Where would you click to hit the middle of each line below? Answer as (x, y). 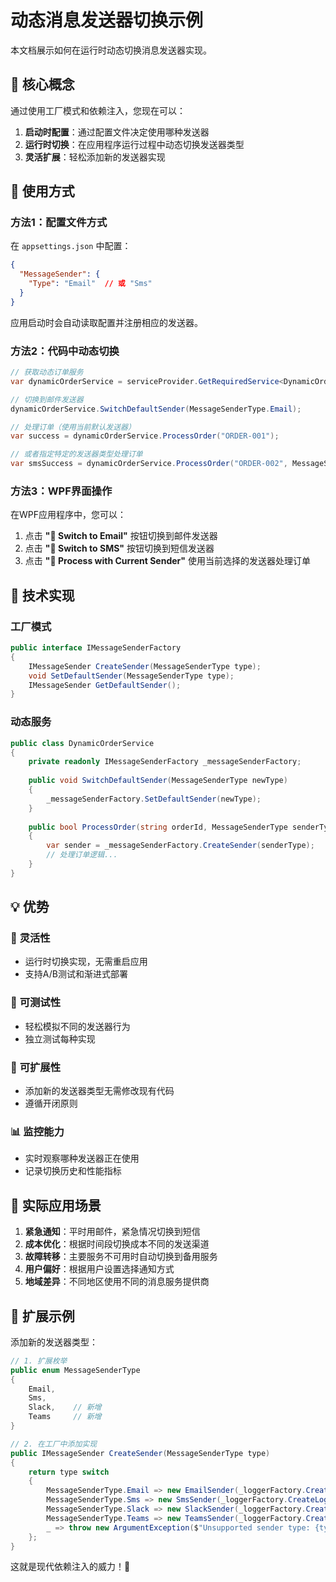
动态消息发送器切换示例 (107, 20)
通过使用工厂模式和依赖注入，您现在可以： (98, 110)
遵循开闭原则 (51, 1103)
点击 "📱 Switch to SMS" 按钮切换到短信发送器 (119, 548)
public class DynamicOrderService (82, 743)
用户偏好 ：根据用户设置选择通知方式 (99, 1269)
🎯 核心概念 (42, 84)
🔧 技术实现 (42, 595)
